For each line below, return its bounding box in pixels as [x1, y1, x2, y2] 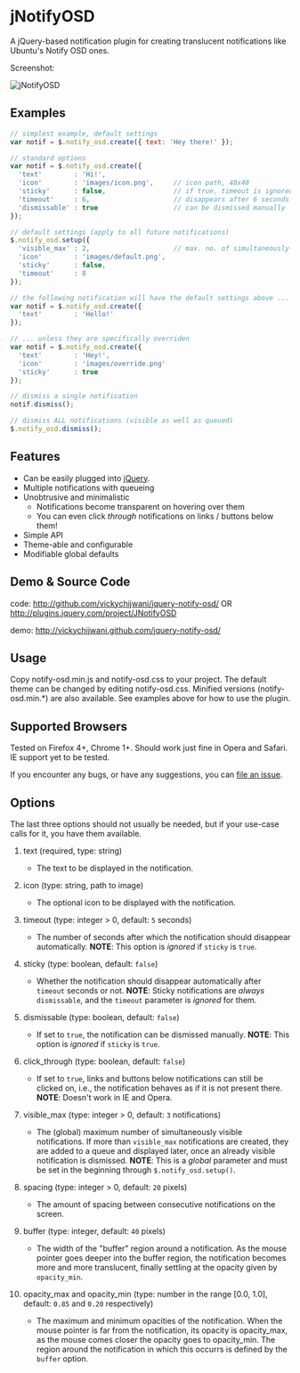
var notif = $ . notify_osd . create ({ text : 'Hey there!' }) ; [10, 137, 234, 146]
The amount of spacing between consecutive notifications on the [36, 1198, 276, 1209]
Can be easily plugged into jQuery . [22, 472, 150, 483]
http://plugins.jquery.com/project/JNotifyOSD [10, 608, 177, 618]
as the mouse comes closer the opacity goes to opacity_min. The [36, 1334, 276, 1344]
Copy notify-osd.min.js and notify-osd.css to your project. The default [10, 674, 267, 685]
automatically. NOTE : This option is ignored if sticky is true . [36, 941, 257, 952]
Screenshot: [10, 62, 55, 73]
